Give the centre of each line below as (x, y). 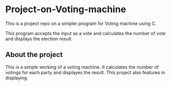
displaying (16, 78)
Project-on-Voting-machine (66, 9)
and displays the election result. (39, 39)
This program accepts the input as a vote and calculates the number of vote (85, 33)
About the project (34, 55)
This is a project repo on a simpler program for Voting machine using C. (81, 23)
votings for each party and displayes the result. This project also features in (85, 72)
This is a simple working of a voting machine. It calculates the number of (82, 67)
